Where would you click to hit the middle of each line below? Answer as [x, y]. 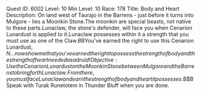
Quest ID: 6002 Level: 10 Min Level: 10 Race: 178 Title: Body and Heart [93, 9]
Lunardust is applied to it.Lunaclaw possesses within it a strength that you [97, 34]
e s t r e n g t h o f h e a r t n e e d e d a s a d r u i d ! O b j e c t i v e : [62, 60]
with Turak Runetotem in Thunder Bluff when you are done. [96, 85]
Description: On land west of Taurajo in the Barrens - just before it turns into [100, 15]
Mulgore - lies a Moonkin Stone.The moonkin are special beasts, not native [99, 21]
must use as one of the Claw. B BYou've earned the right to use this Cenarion [100, 41]
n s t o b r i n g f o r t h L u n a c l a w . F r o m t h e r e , [50, 72]
